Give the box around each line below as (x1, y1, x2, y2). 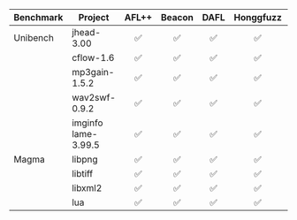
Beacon (160, 11, 194, 23)
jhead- (72, 27, 102, 38)
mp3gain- (72, 66, 115, 78)
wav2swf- (72, 92, 117, 103)
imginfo (72, 117, 103, 129)
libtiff (72, 168, 94, 179)
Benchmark (13, 11, 64, 23)
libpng (72, 154, 98, 165)
